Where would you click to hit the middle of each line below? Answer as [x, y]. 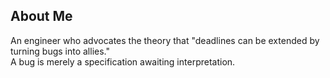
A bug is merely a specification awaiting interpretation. [123, 61]
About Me [41, 16]
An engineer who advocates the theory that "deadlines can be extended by [165, 40]
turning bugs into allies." [60, 51]
